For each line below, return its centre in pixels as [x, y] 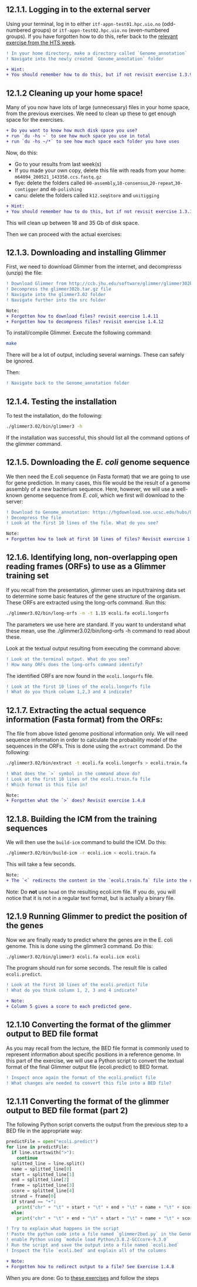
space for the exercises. [35, 120]
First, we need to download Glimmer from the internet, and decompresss [94, 267]
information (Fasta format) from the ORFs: [84, 719]
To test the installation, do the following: [54, 416]
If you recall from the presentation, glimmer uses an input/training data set [96, 590]
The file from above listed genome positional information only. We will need [97, 734]
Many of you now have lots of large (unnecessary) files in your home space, [98, 107]
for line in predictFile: [38, 1147]
